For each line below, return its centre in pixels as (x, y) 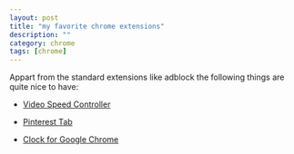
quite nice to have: (44, 87)
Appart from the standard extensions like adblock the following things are (147, 77)
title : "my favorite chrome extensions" (87, 26)
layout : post (34, 18)
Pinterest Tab (47, 122)
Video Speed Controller (66, 104)
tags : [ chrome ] (38, 52)
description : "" (40, 34)
